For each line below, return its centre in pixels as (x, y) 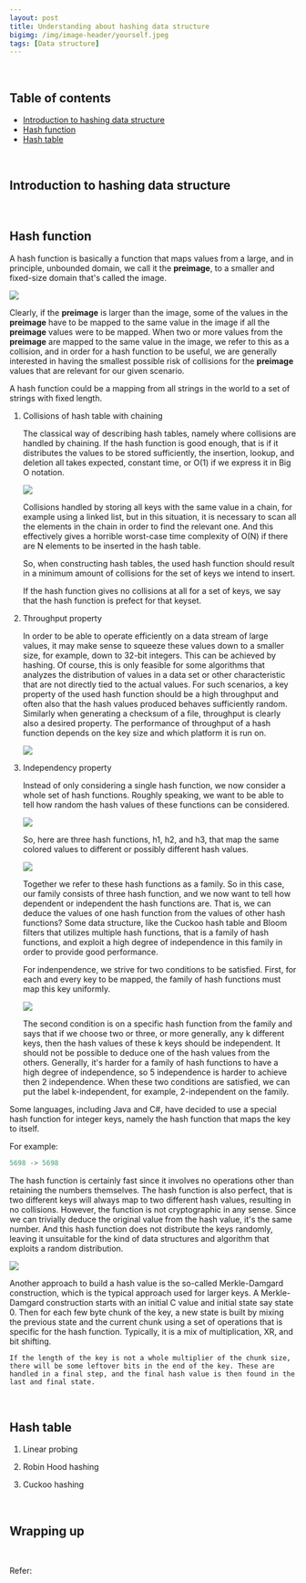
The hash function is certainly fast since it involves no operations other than (152, 1180)
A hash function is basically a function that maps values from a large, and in (152, 258)
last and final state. (52, 1382)
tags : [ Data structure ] (55, 43)
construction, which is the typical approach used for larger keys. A (134, 1293)
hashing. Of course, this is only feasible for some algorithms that (144, 665)
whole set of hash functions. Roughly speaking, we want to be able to (153, 795)
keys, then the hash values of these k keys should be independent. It (151, 1043)
